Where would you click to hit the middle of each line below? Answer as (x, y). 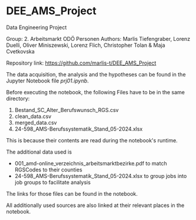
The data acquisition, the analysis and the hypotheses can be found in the (96, 74)
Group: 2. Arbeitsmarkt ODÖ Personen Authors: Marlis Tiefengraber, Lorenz (98, 39)
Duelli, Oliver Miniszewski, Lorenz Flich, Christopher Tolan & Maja (86, 45)
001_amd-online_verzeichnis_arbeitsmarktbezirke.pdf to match (91, 163)
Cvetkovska (20, 51)
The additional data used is (39, 152)
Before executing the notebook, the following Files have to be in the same (95, 92)
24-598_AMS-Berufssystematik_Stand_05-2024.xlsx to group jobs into (101, 176)
